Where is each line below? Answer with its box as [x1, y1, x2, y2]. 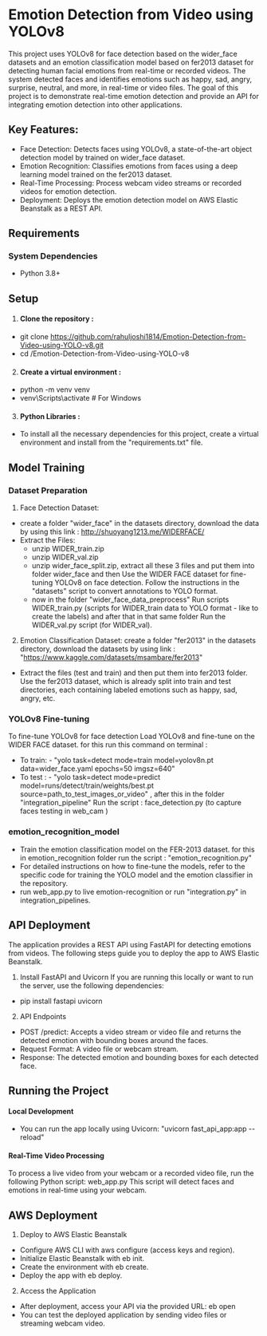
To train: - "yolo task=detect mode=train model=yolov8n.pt [19, 756, 214, 765]
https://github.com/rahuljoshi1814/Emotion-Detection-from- [50, 332, 246, 342]
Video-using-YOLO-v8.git [19, 341, 104, 350]
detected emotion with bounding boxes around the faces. [19, 1035, 209, 1045]
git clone [19, 332, 49, 342]
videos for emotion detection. [19, 186, 117, 196]
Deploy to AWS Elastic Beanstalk [19, 1230, 128, 1239]
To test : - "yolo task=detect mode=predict [19, 773, 161, 782]
